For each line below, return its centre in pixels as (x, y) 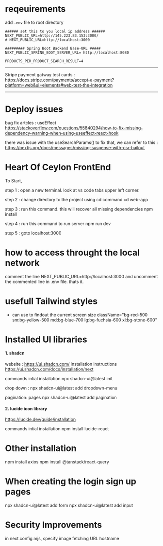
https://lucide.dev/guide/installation (41, 420)
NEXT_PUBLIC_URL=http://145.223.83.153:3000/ (52, 35)
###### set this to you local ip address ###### (55, 31)
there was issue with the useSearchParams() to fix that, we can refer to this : (81, 142)
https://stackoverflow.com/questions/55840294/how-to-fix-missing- (74, 128)
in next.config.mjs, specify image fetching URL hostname (62, 539)
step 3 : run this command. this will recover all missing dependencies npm (79, 209)
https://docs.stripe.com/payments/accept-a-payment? (60, 80)
